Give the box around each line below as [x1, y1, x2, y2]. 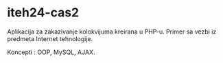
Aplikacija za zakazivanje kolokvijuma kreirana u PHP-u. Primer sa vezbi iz [7, 27, 217, 36]
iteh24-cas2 [7, 5, 80, 21]
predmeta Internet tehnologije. [7, 34, 93, 42]
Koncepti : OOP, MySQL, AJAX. [7, 48, 95, 56]
